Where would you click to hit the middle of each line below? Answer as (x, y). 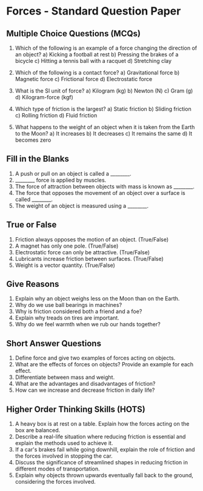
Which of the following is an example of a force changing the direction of (106, 48)
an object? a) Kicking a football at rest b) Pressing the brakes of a (97, 54)
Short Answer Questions (54, 343)
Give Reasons (33, 284)
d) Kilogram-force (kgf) (44, 97)
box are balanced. (38, 430)
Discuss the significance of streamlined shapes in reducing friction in (101, 463)
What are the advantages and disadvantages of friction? (85, 384)
